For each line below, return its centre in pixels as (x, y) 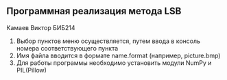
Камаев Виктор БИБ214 (41, 27)
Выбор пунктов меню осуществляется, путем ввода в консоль (108, 41)
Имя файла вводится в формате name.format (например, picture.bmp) (118, 55)
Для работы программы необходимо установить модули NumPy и (114, 63)
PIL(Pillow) (32, 70)
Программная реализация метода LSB (94, 11)
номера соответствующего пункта (67, 48)
